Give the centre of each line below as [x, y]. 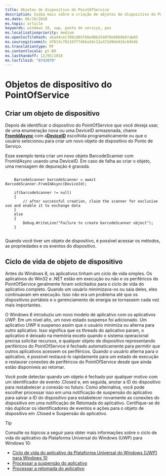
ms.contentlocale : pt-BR [31, 51]
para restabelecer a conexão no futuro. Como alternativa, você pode [75, 387]
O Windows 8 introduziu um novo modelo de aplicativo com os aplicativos [80, 315]
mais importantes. [23, 305]
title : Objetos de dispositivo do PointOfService [57, 10]
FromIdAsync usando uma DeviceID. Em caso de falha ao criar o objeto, [78, 161]
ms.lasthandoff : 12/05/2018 [34, 56]
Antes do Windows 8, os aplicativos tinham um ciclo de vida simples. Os [79, 274]
